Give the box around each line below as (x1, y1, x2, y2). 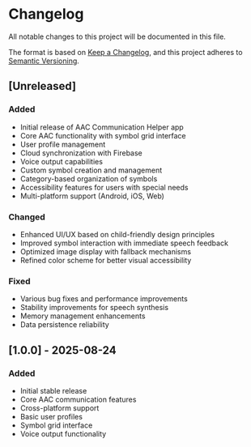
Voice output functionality (19, 428, 107, 438)
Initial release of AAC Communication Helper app (19, 122, 184, 132)
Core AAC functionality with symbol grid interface (19, 130, 186, 140)
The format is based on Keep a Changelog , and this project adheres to (8, 47, 243, 57)
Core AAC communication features (19, 394, 137, 404)
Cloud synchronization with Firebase (19, 147, 143, 158)
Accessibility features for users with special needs (19, 182, 189, 192)
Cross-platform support (19, 402, 100, 413)
